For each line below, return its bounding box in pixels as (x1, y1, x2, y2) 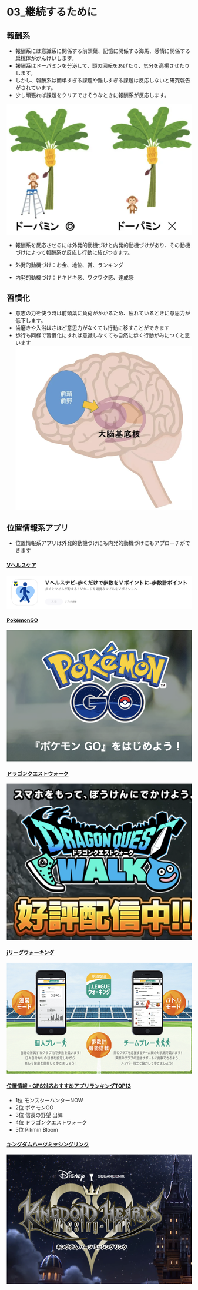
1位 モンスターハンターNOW (15, 1097, 83, 1104)
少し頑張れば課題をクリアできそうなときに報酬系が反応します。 (15, 92, 170, 98)
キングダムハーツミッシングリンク (6, 1141, 89, 1148)
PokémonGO (6, 616, 39, 624)
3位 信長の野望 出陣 (15, 1112, 63, 1119)
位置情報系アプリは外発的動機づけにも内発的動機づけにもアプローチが (15, 540, 186, 547)
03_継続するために (6, 5, 98, 19)
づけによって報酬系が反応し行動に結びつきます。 (15, 249, 133, 256)
